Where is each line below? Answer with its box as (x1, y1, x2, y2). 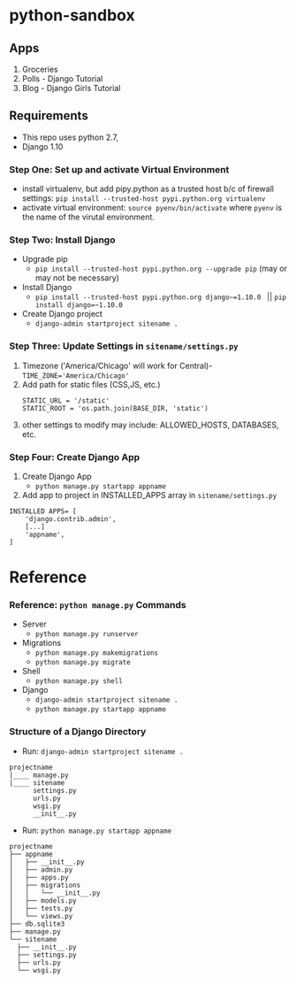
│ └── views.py (9, 911, 73, 920)
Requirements (9, 108, 88, 124)
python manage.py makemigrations (34, 649, 159, 657)
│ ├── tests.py (9, 903, 73, 912)
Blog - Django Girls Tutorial (21, 83, 121, 93)
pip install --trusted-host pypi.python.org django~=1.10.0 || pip (34, 291, 287, 302)
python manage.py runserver (34, 630, 139, 639)
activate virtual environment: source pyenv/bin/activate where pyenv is (21, 203, 283, 213)
